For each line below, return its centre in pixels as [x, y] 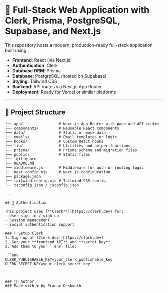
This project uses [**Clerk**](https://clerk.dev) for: [64, 211]
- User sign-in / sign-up [32, 216]
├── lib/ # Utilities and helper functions [68, 146]
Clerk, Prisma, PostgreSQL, [63, 21]
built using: [17, 50]
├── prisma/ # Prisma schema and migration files [71, 150]
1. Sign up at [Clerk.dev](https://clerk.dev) [54, 237]
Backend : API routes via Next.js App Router [57, 86]
